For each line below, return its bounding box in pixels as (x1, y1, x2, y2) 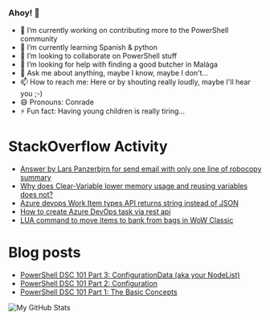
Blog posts (8, 244, 81, 262)
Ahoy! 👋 (8, 7, 40, 18)
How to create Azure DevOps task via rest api (19, 207, 171, 216)
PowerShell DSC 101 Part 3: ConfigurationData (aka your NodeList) (19, 270, 240, 280)
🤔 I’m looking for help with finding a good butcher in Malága (19, 59, 219, 69)
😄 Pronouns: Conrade (19, 97, 95, 107)
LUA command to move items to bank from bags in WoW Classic (19, 215, 234, 225)
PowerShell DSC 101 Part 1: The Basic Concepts (19, 287, 178, 297)
